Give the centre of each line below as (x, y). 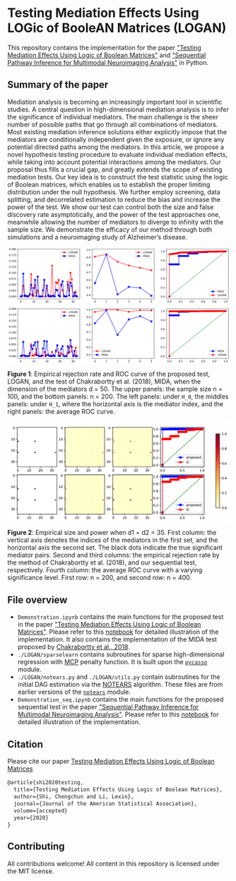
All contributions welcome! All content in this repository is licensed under (114, 863)
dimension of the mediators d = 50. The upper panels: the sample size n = (115, 389)
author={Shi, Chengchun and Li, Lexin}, (74, 797)
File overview (37, 599)
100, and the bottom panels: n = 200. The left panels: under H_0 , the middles (118, 396)
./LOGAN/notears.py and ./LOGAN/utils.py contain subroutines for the (119, 677)
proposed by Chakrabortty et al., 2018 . (74, 647)
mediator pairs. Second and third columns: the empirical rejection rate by (114, 555)
